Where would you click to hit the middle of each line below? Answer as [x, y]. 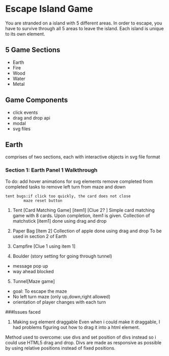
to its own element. [25, 34]
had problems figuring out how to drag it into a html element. [76, 327]
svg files [21, 129]
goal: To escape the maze [40, 291]
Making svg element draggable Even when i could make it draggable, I [86, 322]
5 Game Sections [33, 50]
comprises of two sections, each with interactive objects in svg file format [83, 157]
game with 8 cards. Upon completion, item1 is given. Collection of [81, 216]
